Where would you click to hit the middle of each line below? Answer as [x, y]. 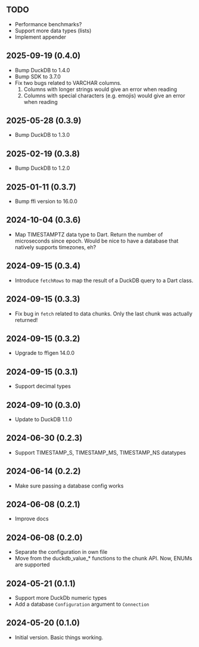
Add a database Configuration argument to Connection [82, 604]
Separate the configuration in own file [61, 552]
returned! [26, 320]
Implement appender [41, 37]
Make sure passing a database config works [69, 486]
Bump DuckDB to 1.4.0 [42, 70]
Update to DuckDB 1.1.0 [43, 419]
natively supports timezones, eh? [55, 247]
